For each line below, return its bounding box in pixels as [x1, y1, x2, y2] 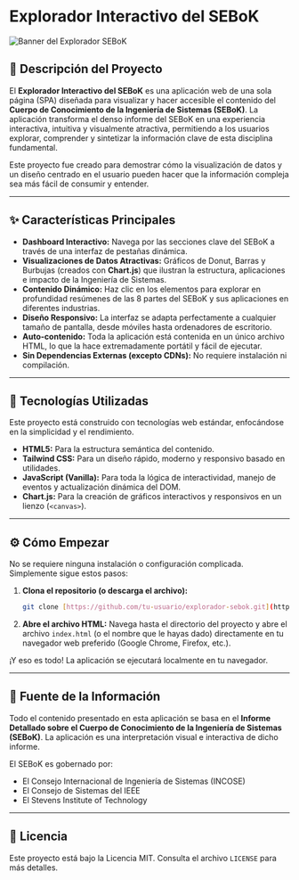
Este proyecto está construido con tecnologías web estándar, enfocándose [9, 417, 285, 428]
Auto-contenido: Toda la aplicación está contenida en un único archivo [21, 331, 285, 341]
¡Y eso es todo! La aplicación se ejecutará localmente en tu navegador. [9, 655, 269, 666]
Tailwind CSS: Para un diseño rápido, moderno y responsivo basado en [21, 453, 286, 465]
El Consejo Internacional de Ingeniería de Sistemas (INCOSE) [21, 776, 246, 786]
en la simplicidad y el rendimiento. [9, 426, 134, 438]
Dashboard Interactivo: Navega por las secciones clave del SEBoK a [21, 236, 276, 247]
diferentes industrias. [21, 302, 101, 313]
